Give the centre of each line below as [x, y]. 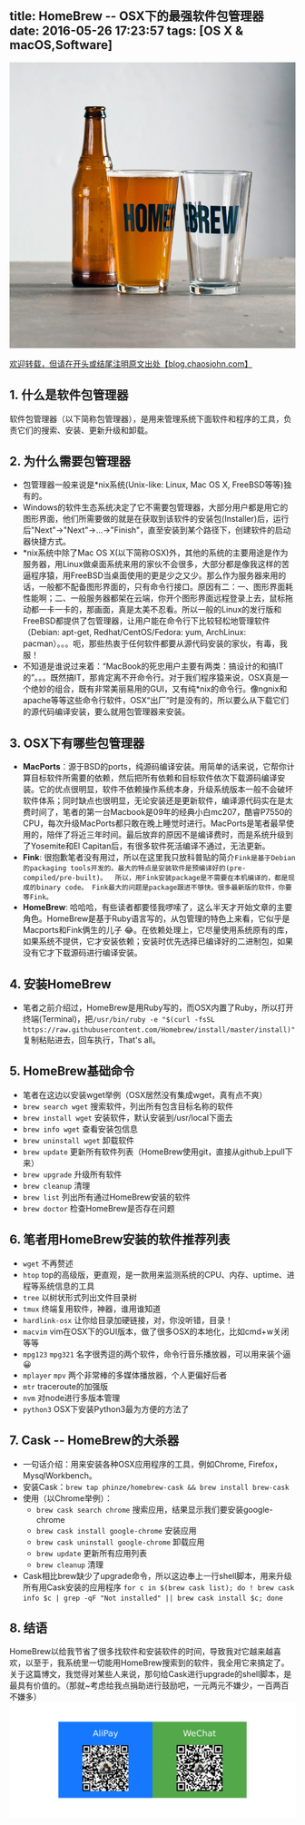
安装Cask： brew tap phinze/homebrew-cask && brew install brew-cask [156, 1486]
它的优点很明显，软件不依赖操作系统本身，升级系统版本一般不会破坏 [166, 790]
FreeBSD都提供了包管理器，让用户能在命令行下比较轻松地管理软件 [146, 621]
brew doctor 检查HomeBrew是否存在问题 [98, 1208]
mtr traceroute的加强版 [65, 1386]
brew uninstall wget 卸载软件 [78, 1140]
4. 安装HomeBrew [60, 984]
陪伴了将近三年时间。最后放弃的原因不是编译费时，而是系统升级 [166, 835]
